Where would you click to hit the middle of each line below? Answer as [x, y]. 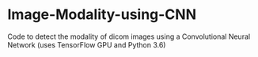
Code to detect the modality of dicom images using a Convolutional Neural [129, 36]
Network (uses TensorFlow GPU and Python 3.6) [87, 44]
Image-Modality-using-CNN [102, 15]
